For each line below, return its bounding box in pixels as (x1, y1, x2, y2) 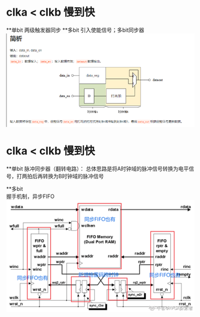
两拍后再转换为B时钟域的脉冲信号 (21, 172, 104, 179)
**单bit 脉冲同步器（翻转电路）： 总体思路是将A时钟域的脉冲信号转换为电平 (6, 165, 189, 172)
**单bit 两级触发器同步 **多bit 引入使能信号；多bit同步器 (6, 26, 144, 33)
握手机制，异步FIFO (6, 193, 55, 200)
